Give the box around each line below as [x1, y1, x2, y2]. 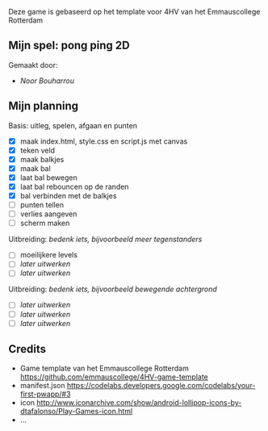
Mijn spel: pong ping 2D [8, 39, 131, 52]
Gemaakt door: [8, 60, 58, 69]
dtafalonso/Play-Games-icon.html [19, 407, 133, 416]
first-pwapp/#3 [19, 389, 71, 399]
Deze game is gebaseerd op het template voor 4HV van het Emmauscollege [8, 7, 261, 16]
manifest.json [19, 381, 65, 391]
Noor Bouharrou [19, 76, 75, 86]
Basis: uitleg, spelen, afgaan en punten [8, 120, 137, 130]
